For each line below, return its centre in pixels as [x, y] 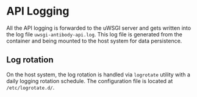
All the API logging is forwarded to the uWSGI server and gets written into [99, 28]
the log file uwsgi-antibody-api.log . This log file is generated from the [95, 34]
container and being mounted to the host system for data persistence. [94, 41]
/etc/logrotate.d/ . [30, 87]
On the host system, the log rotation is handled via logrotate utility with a [99, 75]
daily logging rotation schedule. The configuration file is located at [90, 81]
